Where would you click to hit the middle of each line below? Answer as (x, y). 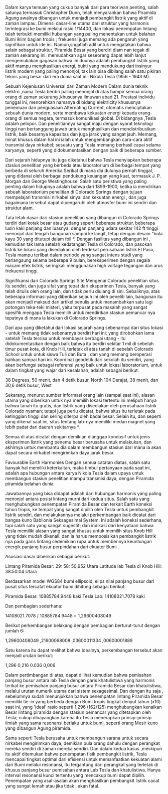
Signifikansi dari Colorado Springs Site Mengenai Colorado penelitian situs (82, 281)
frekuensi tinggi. (22, 271)
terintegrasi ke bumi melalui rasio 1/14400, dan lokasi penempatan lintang (81, 29)
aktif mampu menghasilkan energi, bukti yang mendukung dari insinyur (78, 66)
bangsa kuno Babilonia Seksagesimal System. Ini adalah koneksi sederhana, (84, 520)
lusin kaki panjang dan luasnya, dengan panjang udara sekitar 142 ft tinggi (82, 228)
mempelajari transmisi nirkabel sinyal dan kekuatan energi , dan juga (76, 197)
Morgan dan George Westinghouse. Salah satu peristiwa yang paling (76, 181)
